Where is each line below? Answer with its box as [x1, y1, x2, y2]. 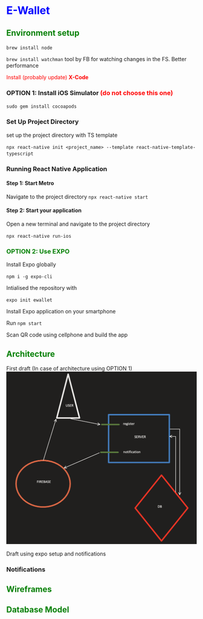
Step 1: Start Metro [6, 180, 54, 187]
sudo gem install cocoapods [6, 103, 77, 110]
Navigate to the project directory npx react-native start [6, 193, 149, 200]
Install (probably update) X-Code [6, 74, 89, 80]
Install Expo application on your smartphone [6, 308, 116, 315]
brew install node [6, 45, 53, 51]
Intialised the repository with [6, 284, 77, 292]
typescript [6, 151, 34, 157]
